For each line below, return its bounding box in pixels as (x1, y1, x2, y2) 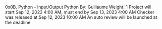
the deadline (5, 19, 31, 25)
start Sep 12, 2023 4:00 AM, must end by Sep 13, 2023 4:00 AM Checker (5, 9, 155, 15)
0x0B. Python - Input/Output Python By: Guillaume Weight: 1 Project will (5, 4, 152, 10)
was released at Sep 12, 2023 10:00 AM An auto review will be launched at (5, 14, 158, 20)
